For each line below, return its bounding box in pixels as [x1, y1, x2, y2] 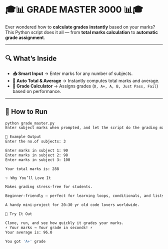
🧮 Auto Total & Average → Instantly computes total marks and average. [12, 77, 160, 83]
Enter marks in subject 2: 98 [5, 152, 68, 157]
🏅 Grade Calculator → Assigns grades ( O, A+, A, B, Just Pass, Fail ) [12, 83, 158, 89]
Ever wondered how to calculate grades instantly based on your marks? [5, 23, 155, 30]
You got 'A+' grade [5, 238, 46, 244]
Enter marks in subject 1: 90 [5, 148, 68, 153]
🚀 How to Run [5, 107, 48, 116]
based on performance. [12, 88, 61, 94]
